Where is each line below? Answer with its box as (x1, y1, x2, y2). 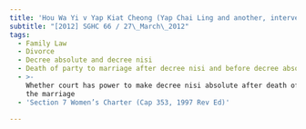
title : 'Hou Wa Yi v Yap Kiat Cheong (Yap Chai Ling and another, (9, 13, 267, 23)
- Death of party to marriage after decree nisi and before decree (17, 64, 280, 74)
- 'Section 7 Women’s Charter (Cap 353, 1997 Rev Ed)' (17, 97, 230, 107)
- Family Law (17, 38, 67, 48)
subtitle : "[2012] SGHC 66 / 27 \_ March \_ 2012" (9, 22, 189, 31)
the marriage (25, 89, 76, 98)
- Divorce (17, 47, 55, 56)
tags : (9, 30, 30, 39)
